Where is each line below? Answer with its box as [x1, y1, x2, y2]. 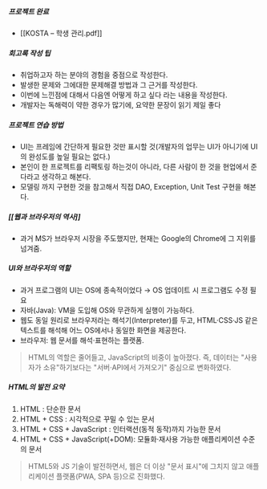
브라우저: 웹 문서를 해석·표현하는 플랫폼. [19, 335, 144, 344]
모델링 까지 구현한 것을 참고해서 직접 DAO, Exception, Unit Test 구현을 [19, 181, 242, 191]
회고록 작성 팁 [8, 48, 51, 58]
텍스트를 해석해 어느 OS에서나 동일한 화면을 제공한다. [19, 325, 187, 335]
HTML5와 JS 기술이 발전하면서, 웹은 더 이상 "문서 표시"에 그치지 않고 [27, 461, 245, 471]
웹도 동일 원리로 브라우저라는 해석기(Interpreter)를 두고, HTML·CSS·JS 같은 [19, 315, 258, 324]
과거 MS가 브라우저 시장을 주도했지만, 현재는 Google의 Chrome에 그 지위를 [19, 233, 257, 243]
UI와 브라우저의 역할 [8, 263, 71, 273]
